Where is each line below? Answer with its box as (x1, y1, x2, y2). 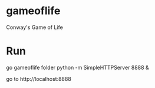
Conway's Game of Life (6, 24, 63, 31)
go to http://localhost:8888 (6, 75, 72, 82)
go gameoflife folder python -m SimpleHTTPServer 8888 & (6, 64, 149, 71)
